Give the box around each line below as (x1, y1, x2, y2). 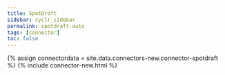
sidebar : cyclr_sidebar (7, 16, 76, 23)
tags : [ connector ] (7, 29, 60, 36)
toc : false (7, 35, 39, 42)
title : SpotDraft (7, 10, 57, 17)
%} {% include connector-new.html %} (7, 61, 118, 70)
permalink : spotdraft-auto (7, 22, 85, 29)
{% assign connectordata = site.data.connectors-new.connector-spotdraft (7, 54, 219, 62)
